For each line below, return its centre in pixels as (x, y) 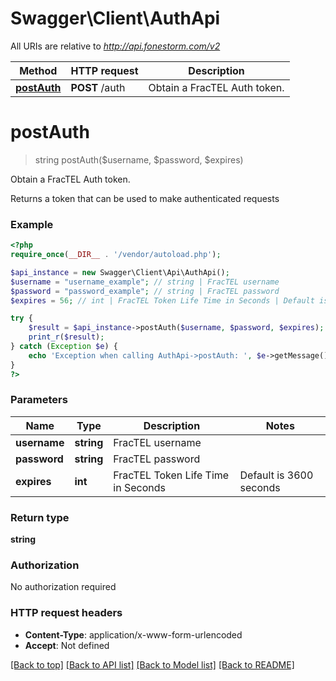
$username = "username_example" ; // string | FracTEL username (145, 282)
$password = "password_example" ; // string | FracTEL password (145, 291)
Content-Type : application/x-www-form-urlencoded (133, 634)
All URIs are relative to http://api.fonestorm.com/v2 (115, 46)
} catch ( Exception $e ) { (64, 347)
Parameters (39, 400)
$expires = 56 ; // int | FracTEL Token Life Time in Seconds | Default (162, 300)
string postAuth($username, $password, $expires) (139, 159)
